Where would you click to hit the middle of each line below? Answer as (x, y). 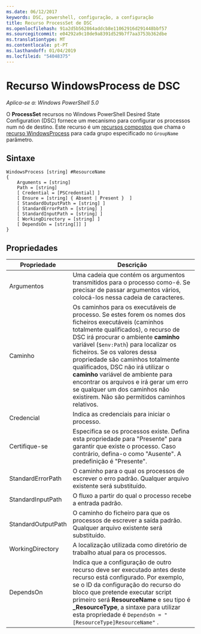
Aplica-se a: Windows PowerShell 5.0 (52, 102)
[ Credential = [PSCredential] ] (59, 193)
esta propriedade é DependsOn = (117, 615)
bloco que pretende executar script (122, 592)
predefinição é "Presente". (110, 462)
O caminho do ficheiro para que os (121, 513)
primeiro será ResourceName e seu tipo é (132, 600)
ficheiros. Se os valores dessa (115, 352)
